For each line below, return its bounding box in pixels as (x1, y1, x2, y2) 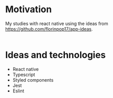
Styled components (12, 77, 54, 83)
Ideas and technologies (5, 50, 106, 61)
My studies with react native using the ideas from (5, 20, 108, 27)
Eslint (12, 88, 24, 94)
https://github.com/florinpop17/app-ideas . (5, 26, 93, 32)
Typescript (12, 71, 35, 78)
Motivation (5, 4, 52, 15)
